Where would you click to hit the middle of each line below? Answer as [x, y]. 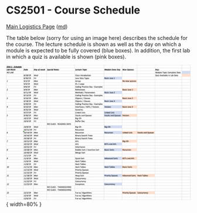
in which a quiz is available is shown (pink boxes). [66, 56]
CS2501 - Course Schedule [73, 10]
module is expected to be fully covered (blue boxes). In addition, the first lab [98, 50]
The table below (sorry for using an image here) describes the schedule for [97, 38]
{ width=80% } [24, 204]
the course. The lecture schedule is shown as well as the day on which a [94, 44]
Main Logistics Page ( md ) [37, 26]
